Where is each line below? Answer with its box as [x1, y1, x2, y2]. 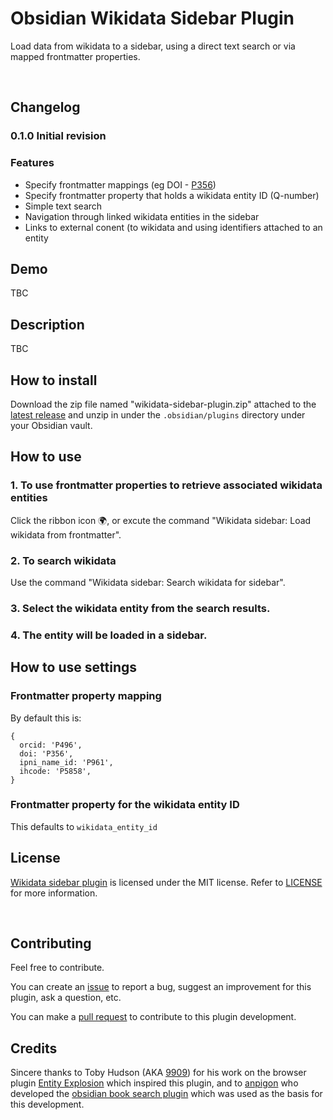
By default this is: [10, 712, 82, 724]
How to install [10, 372, 98, 389]
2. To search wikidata [10, 553, 117, 567]
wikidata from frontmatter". [10, 528, 122, 541]
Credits [10, 1040, 58, 1057]
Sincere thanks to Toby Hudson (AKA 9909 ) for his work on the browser [10, 1067, 307, 1079]
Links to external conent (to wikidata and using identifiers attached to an [24, 221, 323, 233]
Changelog [10, 99, 81, 116]
